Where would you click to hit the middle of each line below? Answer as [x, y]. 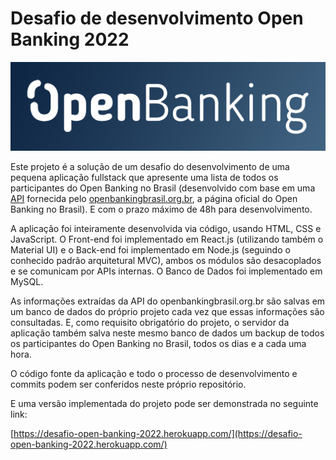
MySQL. [27, 282]
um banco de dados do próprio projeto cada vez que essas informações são [167, 312]
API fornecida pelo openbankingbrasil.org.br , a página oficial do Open [154, 199]
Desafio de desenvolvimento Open [157, 18]
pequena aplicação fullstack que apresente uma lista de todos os [144, 178]
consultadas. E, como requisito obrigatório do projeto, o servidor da [150, 323]
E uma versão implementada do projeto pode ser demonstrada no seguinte [164, 404]
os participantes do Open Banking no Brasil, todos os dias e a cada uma [158, 344]
